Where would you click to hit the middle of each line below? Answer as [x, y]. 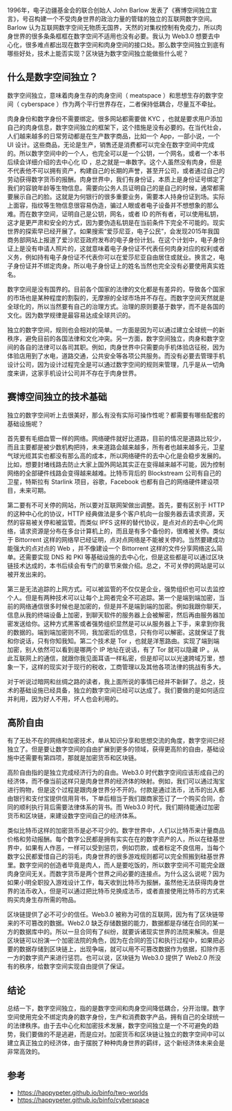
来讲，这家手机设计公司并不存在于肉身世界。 [76, 373]
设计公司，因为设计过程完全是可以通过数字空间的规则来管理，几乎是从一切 [113, 364]
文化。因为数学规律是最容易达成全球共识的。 [71, 315]
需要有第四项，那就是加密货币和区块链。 [83, 758]
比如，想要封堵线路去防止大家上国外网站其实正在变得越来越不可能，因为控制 [116, 464]
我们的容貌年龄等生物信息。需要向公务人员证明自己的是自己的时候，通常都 [113, 188]
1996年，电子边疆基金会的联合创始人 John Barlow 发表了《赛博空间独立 [109, 10]
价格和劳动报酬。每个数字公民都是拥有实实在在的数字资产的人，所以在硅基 [113, 839]
